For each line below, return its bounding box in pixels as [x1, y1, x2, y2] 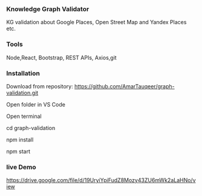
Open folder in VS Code [6, 100, 65, 108]
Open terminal [6, 113, 42, 120]
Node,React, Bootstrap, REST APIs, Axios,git [6, 54, 117, 61]
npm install [6, 136, 34, 143]
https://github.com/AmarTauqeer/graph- [74, 82, 175, 90]
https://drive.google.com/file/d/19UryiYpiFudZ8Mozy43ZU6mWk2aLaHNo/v [6, 177, 196, 184]
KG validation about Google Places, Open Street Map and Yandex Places [6, 19, 187, 26]
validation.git [6, 89, 39, 96]
